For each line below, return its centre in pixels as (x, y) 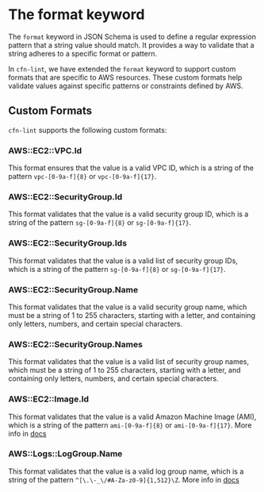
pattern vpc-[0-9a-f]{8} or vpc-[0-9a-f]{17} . (82, 176)
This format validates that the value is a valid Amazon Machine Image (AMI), (132, 416)
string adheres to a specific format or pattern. (83, 53)
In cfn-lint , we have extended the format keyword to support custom (122, 68)
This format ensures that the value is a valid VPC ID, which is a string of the (131, 168)
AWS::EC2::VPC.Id (45, 150)
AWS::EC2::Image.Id (49, 399)
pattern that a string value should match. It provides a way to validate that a (132, 45)
